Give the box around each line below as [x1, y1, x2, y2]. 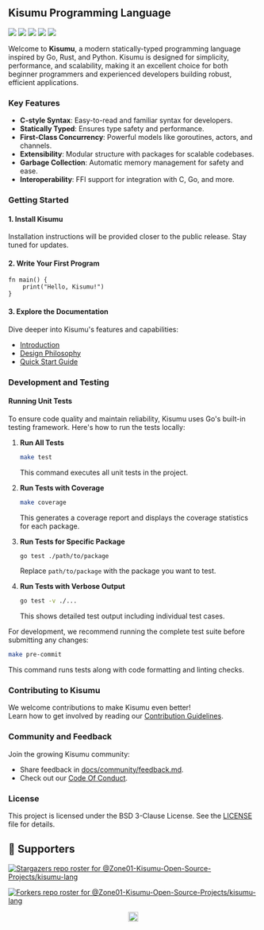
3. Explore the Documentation [8, 307, 109, 316]
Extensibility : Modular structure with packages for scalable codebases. [19, 149, 254, 159]
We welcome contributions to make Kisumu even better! [8, 703, 192, 712]
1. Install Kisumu [8, 214, 63, 223]
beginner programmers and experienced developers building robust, [8, 69, 232, 79]
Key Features [8, 97, 61, 108]
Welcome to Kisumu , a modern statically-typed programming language [8, 44, 241, 53]
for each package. [19, 521, 80, 531]
